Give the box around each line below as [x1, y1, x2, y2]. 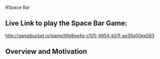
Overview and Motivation [5, 47, 88, 56]
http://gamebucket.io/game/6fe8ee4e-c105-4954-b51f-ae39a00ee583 [5, 33, 154, 39]
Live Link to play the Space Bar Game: [5, 19, 127, 27]
